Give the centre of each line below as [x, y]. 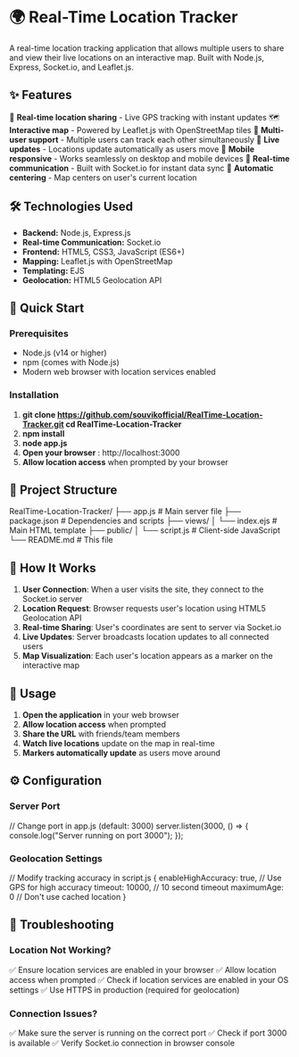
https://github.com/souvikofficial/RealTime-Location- [160, 414]
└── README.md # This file [61, 540]
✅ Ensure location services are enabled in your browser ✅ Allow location [143, 970]
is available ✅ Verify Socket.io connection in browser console [122, 1043]
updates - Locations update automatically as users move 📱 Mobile [132, 149]
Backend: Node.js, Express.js [76, 232]
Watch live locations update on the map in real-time [119, 743]
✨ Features [41, 95]
